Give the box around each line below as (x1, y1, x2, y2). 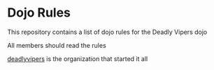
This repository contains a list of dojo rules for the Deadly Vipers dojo (7, 28, 208, 36)
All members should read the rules (7, 41, 106, 49)
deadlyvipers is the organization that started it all (7, 54, 148, 63)
